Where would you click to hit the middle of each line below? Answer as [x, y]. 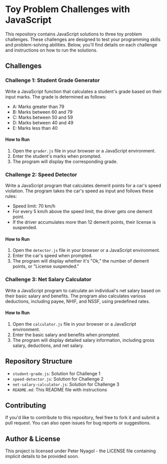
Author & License [33, 439]
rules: [11, 196]
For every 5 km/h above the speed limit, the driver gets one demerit [82, 212]
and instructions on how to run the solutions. [52, 50]
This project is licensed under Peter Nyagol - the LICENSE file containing [80, 451]
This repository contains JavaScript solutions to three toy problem [74, 34]
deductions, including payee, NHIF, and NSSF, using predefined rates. [78, 301]
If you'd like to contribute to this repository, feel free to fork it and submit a [82, 418]
